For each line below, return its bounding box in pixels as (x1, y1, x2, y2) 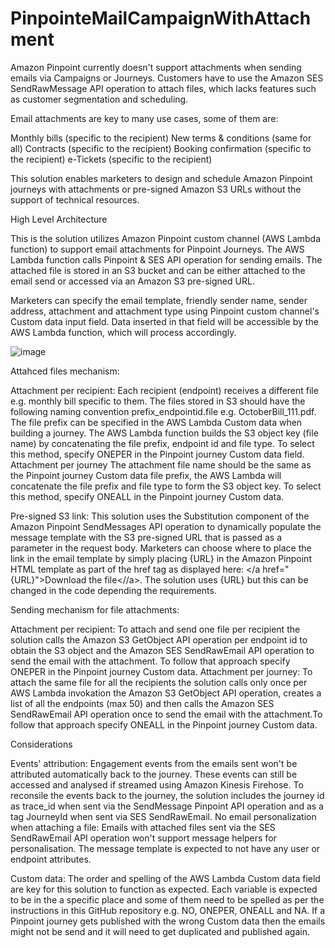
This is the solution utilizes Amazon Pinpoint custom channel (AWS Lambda (10, 232, 322, 244)
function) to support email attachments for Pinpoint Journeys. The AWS (10, 243, 305, 255)
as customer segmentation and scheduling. (10, 93, 189, 105)
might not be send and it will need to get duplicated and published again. (10, 925, 310, 937)
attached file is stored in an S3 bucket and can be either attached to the (10, 264, 306, 276)
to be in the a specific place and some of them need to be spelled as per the (10, 893, 325, 906)
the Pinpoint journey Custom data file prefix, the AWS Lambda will (10, 469, 282, 481)
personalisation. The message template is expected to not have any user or (10, 842, 321, 854)
